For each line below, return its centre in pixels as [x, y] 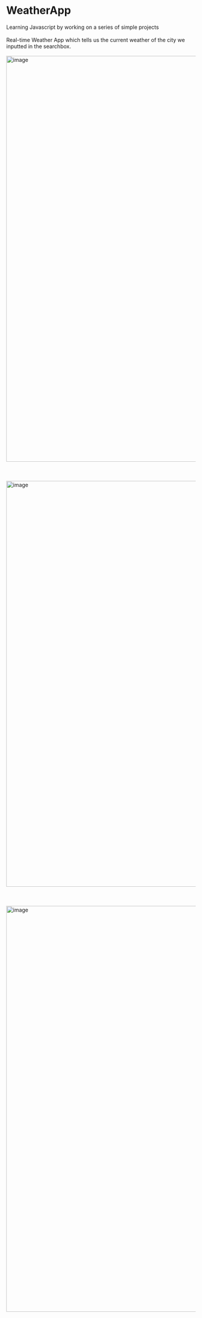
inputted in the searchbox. [38, 46]
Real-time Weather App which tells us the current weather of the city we [96, 40]
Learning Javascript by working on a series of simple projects [83, 27]
